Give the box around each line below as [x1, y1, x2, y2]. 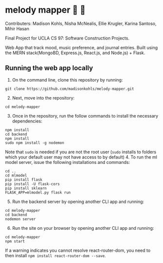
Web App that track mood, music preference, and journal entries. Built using [5, 44, 158, 50]
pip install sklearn [5, 185, 47, 191]
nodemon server [5, 217, 36, 222]
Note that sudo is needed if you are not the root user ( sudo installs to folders [5, 149, 157, 155]
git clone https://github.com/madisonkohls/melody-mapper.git [5, 86, 134, 91]
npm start [5, 239, 25, 243]
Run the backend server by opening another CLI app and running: [12, 199, 144, 204]
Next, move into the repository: [12, 95, 75, 101]
